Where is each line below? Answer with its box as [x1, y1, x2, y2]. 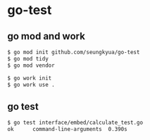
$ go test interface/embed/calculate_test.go [7, 119, 143, 127]
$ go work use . [7, 81, 55, 88]
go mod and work [7, 30, 86, 42]
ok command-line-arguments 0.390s [7, 126, 128, 133]
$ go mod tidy [7, 55, 49, 62]
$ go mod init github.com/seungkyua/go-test [7, 49, 140, 56]
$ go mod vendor [7, 62, 55, 69]
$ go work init [7, 75, 52, 82]
